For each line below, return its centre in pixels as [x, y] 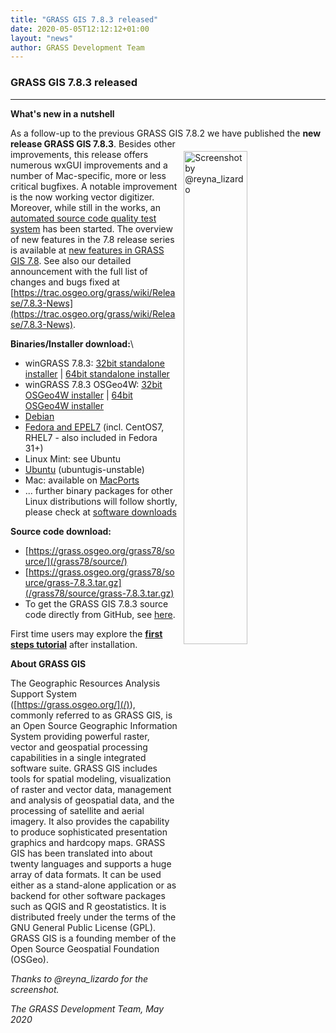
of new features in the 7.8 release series [92, 239]
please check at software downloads [100, 512]
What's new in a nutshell [62, 113]
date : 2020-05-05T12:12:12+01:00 [80, 29]
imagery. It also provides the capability [90, 821]
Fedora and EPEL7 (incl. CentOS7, [94, 427]
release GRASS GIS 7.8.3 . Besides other [93, 143]
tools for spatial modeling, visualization [91, 778]
